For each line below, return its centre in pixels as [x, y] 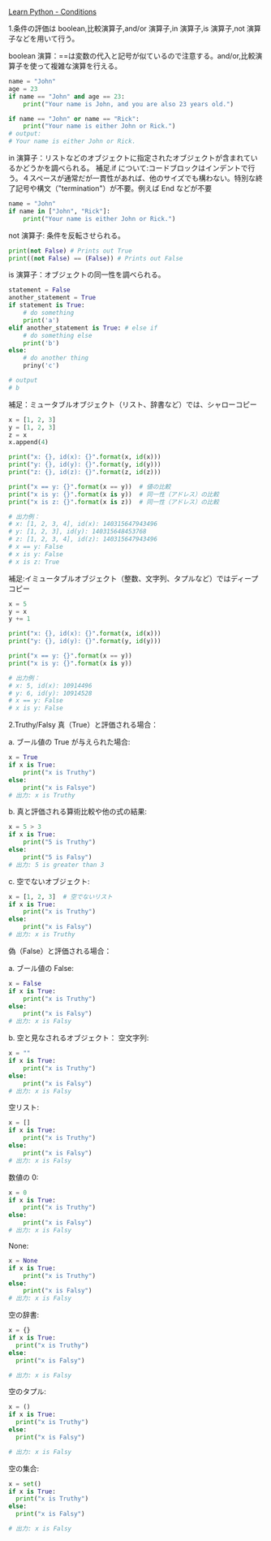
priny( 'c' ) [41, 366]
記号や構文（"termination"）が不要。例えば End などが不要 [114, 188]
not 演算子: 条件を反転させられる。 [67, 235]
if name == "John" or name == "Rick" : [74, 119]
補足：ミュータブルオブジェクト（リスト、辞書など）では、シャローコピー [133, 404]
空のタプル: [28, 1392]
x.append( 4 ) [28, 442]
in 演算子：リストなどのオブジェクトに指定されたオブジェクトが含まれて [130, 158]
